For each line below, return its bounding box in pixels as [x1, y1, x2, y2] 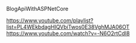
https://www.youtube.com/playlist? [6, 17, 94, 24]
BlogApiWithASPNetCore [6, 5, 68, 12]
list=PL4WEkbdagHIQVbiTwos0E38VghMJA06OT [6, 24, 130, 30]
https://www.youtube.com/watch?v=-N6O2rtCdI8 [6, 30, 130, 37]
